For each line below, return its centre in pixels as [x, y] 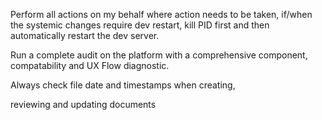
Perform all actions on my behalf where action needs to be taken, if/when [161, 14]
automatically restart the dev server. [85, 35]
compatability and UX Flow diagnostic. [90, 65]
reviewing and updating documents [83, 104]
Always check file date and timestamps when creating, [123, 85]
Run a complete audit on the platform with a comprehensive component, [159, 55]
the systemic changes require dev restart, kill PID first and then [140, 25]
